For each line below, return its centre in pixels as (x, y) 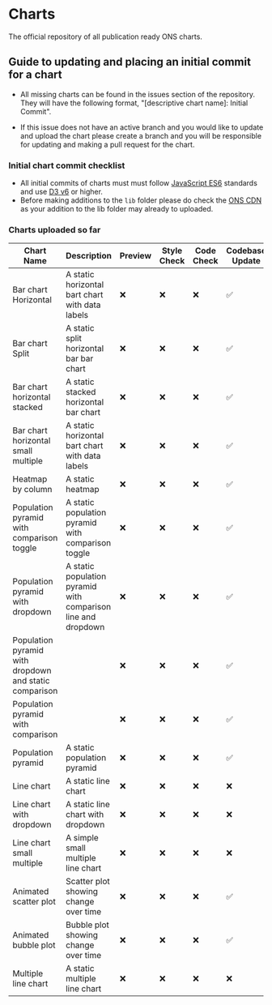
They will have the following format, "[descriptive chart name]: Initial (134, 103)
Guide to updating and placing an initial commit (130, 62)
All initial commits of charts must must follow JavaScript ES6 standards (138, 183)
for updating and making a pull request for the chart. (107, 144)
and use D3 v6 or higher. (62, 192)
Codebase (246, 250)
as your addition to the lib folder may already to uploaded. (117, 209)
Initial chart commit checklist (67, 165)
